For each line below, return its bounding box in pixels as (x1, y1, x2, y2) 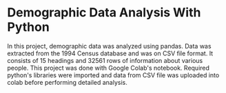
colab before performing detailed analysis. (7, 78, 127, 86)
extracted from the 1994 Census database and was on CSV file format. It (7, 49, 214, 57)
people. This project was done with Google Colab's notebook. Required (7, 64, 210, 72)
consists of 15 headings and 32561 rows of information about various (7, 56, 203, 64)
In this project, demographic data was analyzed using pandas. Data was (7, 42, 212, 50)
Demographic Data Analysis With (7, 5, 201, 21)
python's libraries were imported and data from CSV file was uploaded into (7, 70, 220, 79)
